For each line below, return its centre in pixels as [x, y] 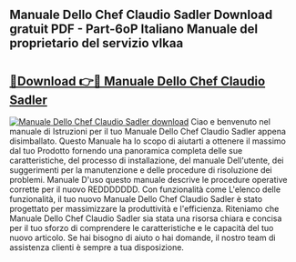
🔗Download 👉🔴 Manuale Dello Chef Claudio [138, 81]
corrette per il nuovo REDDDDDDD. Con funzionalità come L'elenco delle [145, 189]
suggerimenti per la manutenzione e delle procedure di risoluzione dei [141, 170]
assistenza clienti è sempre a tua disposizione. [97, 247]
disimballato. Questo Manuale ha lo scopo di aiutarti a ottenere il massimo [148, 141]
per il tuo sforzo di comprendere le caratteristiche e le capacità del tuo [142, 228]
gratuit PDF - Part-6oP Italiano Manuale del [133, 30]
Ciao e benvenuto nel [231, 121]
